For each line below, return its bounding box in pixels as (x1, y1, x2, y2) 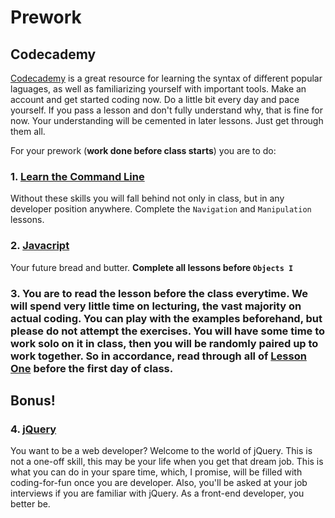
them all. (10, 126, 46, 137)
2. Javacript (10, 239, 70, 253)
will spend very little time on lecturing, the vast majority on (10, 299, 302, 313)
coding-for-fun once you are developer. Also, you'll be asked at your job (10, 477, 308, 489)
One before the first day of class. (10, 361, 174, 375)
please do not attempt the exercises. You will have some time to (10, 324, 326, 338)
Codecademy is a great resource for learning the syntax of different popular (10, 72, 323, 84)
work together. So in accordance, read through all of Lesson (10, 349, 307, 363)
